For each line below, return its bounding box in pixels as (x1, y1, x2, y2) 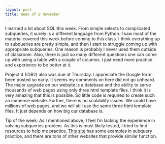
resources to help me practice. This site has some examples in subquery (5, 128, 153, 134)
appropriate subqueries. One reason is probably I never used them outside (5, 46, 157, 52)
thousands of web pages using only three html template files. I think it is (5, 87, 151, 93)
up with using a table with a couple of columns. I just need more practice (5, 57, 153, 62)
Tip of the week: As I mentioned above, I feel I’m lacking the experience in (5, 117, 155, 123)
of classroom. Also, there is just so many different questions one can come (5, 51, 157, 57)
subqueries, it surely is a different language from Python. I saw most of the (5, 30, 157, 36)
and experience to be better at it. (5, 62, 72, 68)
